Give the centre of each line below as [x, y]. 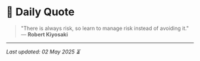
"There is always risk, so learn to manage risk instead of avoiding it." [105, 28]
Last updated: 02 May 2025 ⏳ [43, 52]
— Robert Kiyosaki [44, 34]
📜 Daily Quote [40, 12]
